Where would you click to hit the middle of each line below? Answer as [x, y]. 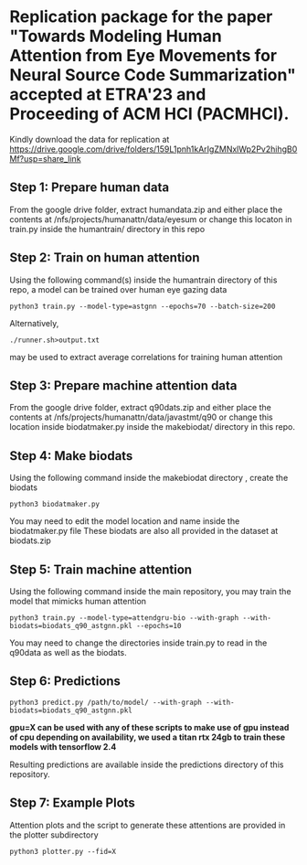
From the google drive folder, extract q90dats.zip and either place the [140, 408]
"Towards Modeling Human [116, 36]
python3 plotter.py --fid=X [63, 851]
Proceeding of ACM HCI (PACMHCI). [149, 114]
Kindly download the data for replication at [90, 139]
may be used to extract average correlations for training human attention [146, 357]
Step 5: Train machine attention [101, 569]
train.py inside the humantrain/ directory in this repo [107, 229]
